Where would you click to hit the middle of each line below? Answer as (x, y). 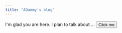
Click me (107, 25)
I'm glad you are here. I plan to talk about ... (50, 24)
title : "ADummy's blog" (30, 10)
